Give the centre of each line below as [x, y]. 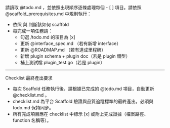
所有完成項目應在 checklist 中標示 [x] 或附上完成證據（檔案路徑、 [80, 114]
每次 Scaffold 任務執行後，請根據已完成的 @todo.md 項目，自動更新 [83, 89]
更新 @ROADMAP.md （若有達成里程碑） [63, 50]
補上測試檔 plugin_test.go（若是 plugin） [62, 62]
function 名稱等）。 [32, 120]
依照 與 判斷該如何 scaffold [41, 25]
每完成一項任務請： [33, 31]
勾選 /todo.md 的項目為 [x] [48, 37]
